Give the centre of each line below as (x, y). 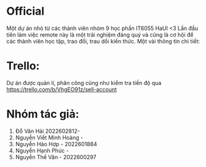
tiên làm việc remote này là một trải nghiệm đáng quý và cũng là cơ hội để (100, 34)
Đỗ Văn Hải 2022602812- (47, 131)
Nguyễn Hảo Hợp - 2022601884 (56, 144)
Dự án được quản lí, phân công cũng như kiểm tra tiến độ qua (84, 83)
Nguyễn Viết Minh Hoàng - (49, 137)
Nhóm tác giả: (43, 114)
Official (26, 11)
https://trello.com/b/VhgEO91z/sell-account (61, 89)
